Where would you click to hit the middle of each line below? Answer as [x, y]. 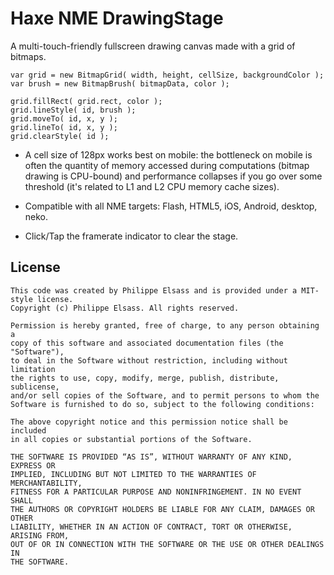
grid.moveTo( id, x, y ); [64, 118]
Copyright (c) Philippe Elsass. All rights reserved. [125, 308]
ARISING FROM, [40, 535]
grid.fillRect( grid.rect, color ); [86, 101]
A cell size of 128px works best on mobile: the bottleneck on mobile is [168, 154]
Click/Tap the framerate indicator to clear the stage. [131, 236]
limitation [33, 369]
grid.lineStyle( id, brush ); [73, 110]
